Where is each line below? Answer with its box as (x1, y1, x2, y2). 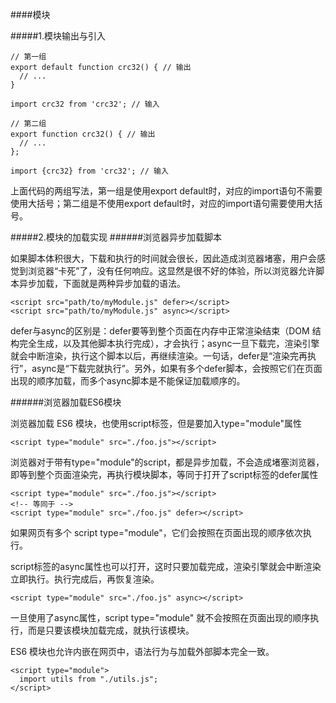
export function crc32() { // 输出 (10, 129, 156, 139)
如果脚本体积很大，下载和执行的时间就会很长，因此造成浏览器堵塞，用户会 (10, 253, 317, 264)
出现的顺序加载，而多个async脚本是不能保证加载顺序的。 (10, 375, 246, 387)
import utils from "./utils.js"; (19, 674, 159, 684)
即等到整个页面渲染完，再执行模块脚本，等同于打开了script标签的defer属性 (10, 469, 319, 480)
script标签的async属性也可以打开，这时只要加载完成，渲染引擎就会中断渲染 (10, 561, 322, 572)
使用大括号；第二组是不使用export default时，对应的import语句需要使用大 (10, 198, 315, 209)
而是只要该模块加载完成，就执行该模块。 (27, 624, 195, 636)
